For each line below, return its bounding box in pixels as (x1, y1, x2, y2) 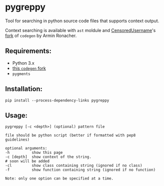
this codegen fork (12, 65, 46, 71)
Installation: (5, 85, 43, 93)
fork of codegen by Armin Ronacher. (5, 33, 77, 38)
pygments (12, 71, 31, 76)
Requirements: (5, 47, 52, 55)
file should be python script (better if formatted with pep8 (5, 133, 136, 138)
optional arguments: (5, 146, 48, 151)
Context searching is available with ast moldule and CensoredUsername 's (5, 27, 156, 33)
